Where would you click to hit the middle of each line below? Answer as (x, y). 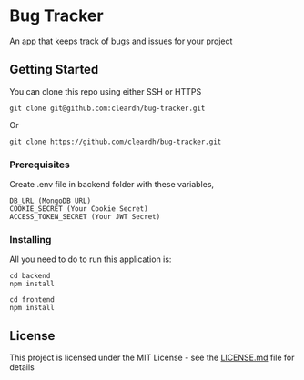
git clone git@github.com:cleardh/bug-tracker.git (107, 108)
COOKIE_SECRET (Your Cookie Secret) (79, 209)
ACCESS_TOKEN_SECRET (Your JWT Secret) (85, 217)
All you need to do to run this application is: (91, 259)
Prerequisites (40, 165)
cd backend (30, 276)
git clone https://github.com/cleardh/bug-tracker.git (116, 142)
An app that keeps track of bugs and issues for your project (121, 41)
